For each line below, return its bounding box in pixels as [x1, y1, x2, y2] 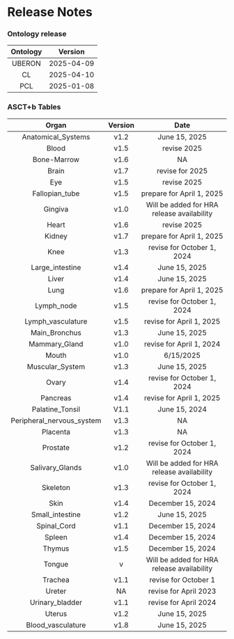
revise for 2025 [156, 166, 208, 175]
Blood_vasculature [26, 620, 86, 630]
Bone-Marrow [32, 155, 80, 164]
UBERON [11, 58, 42, 68]
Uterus [45, 608, 68, 618]
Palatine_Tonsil [31, 404, 81, 414]
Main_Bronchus [30, 328, 82, 338]
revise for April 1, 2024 [143, 339, 221, 349]
